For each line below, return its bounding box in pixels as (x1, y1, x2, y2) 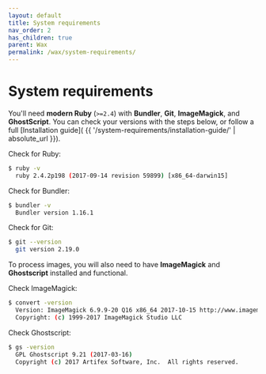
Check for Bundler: (8, 186, 70, 195)
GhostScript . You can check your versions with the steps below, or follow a (8, 116, 255, 127)
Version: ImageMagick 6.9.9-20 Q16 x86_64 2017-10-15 (15, 306, 196, 315)
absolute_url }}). (8, 134, 61, 143)
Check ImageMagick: (8, 284, 78, 293)
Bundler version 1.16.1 (15, 209, 93, 217)
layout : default (8, 11, 62, 20)
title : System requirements (8, 19, 101, 27)
